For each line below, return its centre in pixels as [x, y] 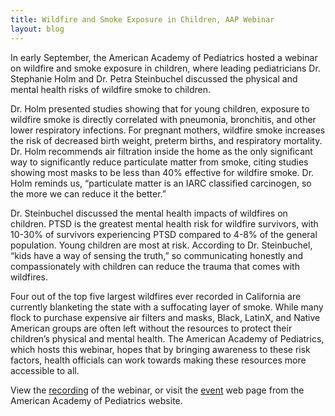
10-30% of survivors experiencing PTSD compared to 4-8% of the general [164, 234]
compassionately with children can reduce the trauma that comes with [155, 266]
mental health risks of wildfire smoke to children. [111, 89]
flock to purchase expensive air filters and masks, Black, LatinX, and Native [165, 317]
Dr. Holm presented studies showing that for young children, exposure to [160, 108]
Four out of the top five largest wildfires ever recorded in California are [156, 296]
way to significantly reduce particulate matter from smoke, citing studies [159, 162]
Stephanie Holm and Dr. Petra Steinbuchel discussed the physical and [154, 78]
